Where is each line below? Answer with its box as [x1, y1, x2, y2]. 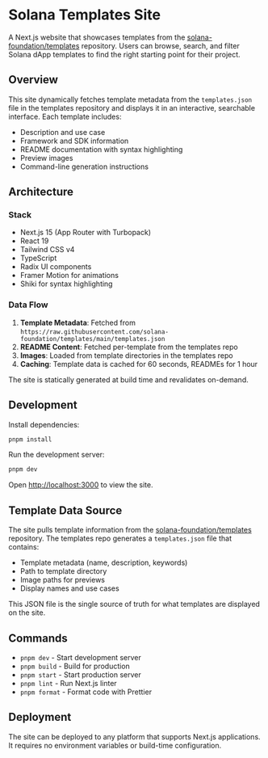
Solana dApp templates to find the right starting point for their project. [8, 49, 241, 59]
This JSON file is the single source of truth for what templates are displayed [8, 600, 261, 609]
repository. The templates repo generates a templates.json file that [8, 533, 232, 543]
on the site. [8, 608, 46, 617]
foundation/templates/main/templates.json [19, 335, 165, 343]
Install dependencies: [8, 419, 80, 429]
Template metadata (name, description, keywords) [19, 558, 188, 567]
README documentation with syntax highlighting [19, 144, 183, 154]
